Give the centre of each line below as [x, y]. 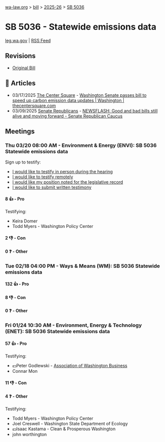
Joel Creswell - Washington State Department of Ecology [70, 424]
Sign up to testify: [23, 162]
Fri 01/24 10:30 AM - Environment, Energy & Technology [73, 325]
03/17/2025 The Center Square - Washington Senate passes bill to [79, 95]
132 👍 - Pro [17, 284]
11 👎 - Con [16, 383]
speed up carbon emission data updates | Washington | [68, 100]
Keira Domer [25, 221]
